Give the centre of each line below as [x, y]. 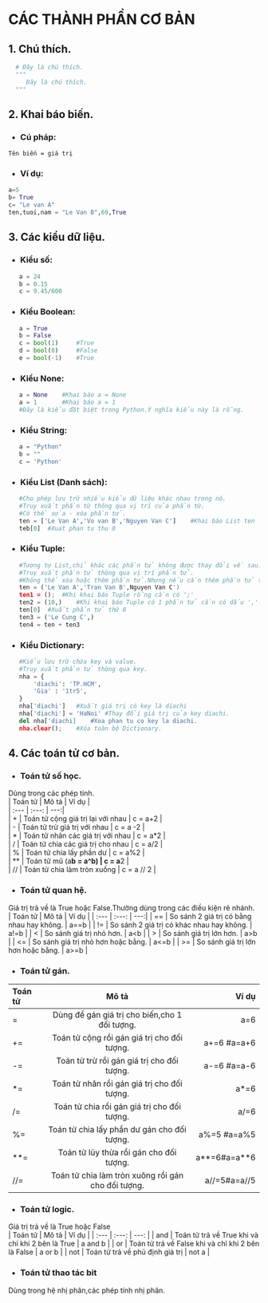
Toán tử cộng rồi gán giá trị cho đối [117, 1037]
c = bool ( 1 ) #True [56, 343]
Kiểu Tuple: [42, 549]
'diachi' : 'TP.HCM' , [67, 684]
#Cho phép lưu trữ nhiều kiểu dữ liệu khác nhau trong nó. [122, 499]
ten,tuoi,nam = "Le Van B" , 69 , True [67, 213]
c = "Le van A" [32, 205]
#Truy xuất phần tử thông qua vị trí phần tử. [106, 573]
